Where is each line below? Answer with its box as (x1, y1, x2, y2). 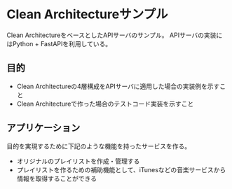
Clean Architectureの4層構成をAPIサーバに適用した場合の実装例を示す (16, 82, 220, 90)
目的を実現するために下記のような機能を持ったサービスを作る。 (6, 141, 191, 150)
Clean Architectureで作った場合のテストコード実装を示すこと (16, 99, 194, 108)
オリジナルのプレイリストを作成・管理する (16, 157, 140, 165)
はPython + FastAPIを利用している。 (6, 39, 112, 48)
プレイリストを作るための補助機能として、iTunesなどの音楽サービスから (16, 165, 226, 174)
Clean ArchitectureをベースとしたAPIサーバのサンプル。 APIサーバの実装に (6, 31, 223, 39)
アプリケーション (6, 122, 81, 134)
